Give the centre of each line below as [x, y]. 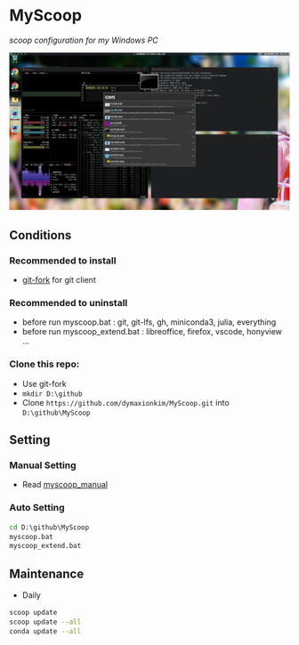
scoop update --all [45, 622]
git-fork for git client [59, 280]
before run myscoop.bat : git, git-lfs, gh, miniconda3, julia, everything [149, 322]
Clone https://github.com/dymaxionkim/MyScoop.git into [125, 402]
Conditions [40, 235]
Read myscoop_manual [65, 485]
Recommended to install [63, 261]
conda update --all [45, 631]
